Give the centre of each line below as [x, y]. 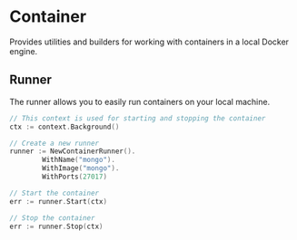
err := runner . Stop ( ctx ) [56, 226]
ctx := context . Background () [64, 127]
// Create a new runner [54, 143]
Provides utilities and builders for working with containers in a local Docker [149, 42]
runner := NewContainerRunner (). [73, 151]
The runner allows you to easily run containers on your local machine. [140, 101]
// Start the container [54, 193]
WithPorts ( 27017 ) [74, 177]
